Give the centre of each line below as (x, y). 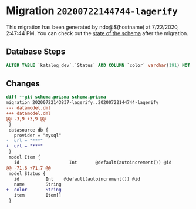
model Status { (27, 173)
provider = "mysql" (38, 135)
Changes (23, 84)
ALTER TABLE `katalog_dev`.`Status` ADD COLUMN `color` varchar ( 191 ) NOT (98, 65)
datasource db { (28, 130)
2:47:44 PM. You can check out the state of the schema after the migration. (97, 33)
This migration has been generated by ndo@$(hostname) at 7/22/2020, (92, 27)
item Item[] (38, 195)
